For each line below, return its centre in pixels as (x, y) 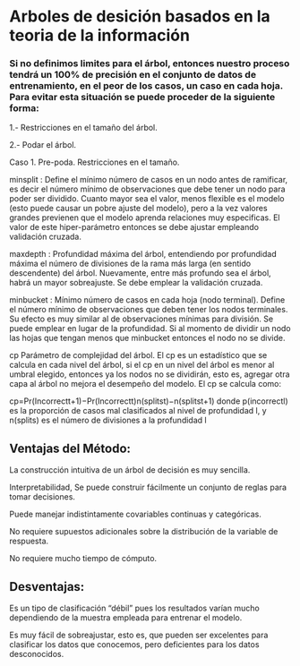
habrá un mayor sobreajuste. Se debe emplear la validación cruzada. (136, 283)
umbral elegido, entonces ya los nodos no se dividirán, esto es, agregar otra (150, 374)
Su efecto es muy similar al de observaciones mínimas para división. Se (141, 319)
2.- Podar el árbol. (43, 145)
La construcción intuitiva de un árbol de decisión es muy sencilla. (130, 470)
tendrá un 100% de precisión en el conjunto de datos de (133, 75)
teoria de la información (100, 35)
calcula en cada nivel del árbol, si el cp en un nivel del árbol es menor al (142, 365)
